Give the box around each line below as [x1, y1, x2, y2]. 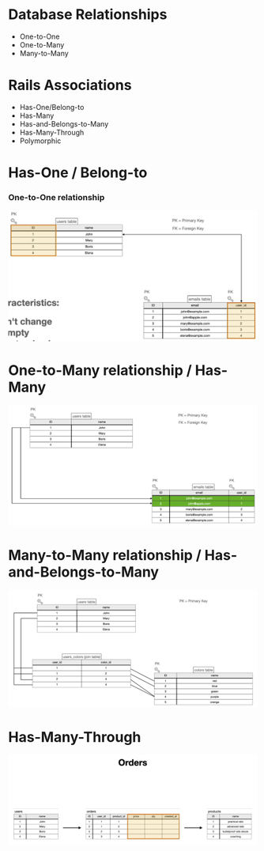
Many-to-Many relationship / [8, 547, 202, 565]
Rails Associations [8, 77, 132, 94]
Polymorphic [19, 136, 62, 146]
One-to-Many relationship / [8, 361, 192, 379]
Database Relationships [8, 6, 168, 24]
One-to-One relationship [8, 191, 105, 202]
